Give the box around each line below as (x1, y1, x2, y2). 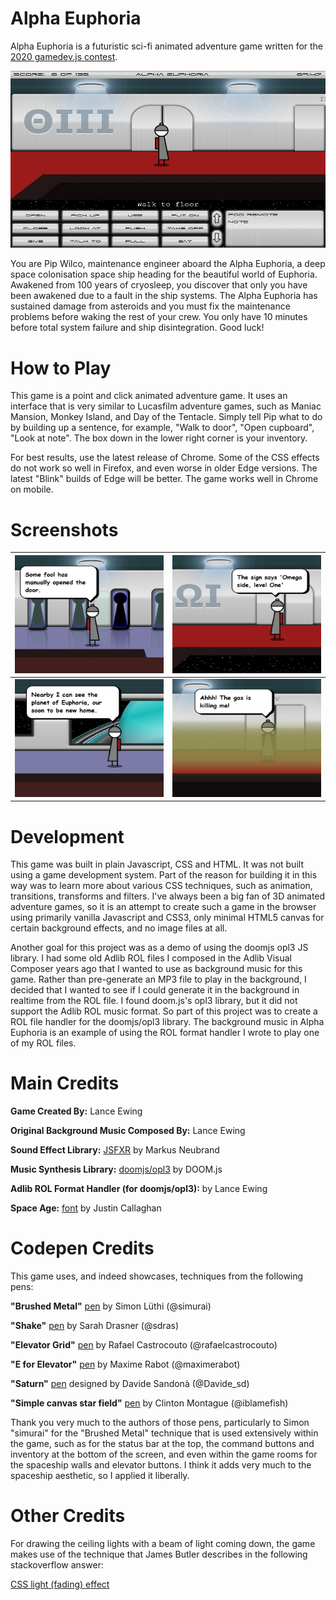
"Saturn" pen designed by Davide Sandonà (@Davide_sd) (10, 1378, 250, 1390)
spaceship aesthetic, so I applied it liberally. (10, 1470, 190, 1482)
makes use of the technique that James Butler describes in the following (10, 1548, 308, 1561)
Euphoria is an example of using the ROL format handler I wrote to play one (10, 1027, 320, 1039)
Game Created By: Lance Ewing (10, 1105, 143, 1117)
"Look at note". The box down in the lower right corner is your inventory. (10, 432, 308, 444)
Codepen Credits (10, 1237, 155, 1260)
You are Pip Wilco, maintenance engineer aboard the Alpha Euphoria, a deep (10, 258, 326, 270)
